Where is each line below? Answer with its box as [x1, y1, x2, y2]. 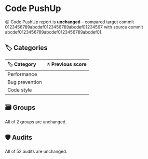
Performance [7, 71, 37, 77]
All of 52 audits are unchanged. [5, 148, 67, 155]
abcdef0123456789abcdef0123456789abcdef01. [5, 29, 103, 35]
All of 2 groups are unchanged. [5, 119, 67, 125]
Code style [7, 87, 32, 93]
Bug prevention [7, 78, 42, 85]
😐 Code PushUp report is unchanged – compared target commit [5, 19, 134, 25]
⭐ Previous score [46, 61, 87, 68]
